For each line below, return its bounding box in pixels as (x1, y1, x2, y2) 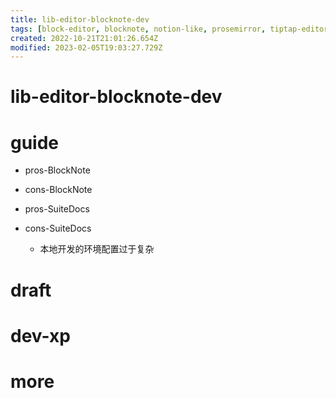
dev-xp (10, 324, 71, 347)
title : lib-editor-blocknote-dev (10, 14, 150, 25)
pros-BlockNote (24, 164, 91, 176)
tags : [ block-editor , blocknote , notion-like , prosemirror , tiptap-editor (10, 24, 329, 34)
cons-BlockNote (24, 184, 93, 196)
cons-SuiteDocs (24, 222, 92, 235)
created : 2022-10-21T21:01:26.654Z (10, 33, 159, 43)
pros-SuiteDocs (24, 203, 90, 215)
